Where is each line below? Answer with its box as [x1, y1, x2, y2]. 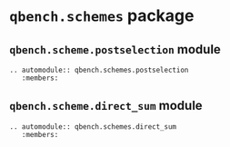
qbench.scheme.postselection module [9, 42, 221, 57]
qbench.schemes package [9, 5, 195, 26]
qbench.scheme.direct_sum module [9, 98, 203, 113]
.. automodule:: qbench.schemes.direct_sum [9, 122, 177, 132]
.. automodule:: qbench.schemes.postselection [9, 65, 189, 74]
